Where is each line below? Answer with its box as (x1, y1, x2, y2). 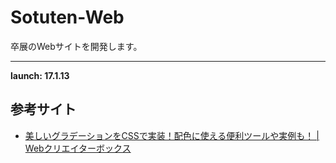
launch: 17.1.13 (10, 69, 70, 81)
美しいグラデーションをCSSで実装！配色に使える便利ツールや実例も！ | (24, 129, 320, 141)
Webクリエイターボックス (24, 142, 132, 154)
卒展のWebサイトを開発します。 (10, 40, 143, 52)
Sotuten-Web (10, 6, 125, 29)
